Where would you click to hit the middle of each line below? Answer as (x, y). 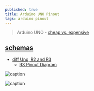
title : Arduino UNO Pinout (32, 14)
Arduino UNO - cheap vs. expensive (53, 33)
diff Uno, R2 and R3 (32, 59)
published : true (21, 9)
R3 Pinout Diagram (38, 65)
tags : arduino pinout (27, 18)
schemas (19, 47)
